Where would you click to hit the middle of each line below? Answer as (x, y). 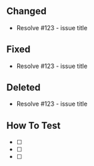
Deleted (24, 87)
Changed (26, 11)
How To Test (34, 125)
